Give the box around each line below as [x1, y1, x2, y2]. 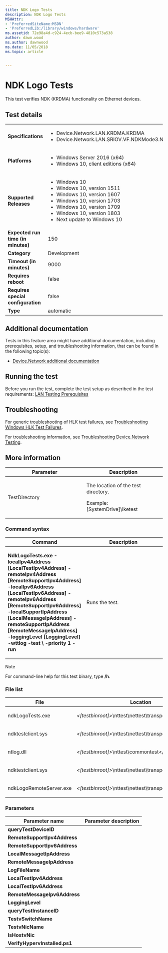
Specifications [7, 133, 43, 140]
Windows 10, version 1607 [56, 191, 121, 198]
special [7, 293, 25, 300]
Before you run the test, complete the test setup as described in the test [5, 386, 153, 392]
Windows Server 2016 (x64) [56, 154, 124, 161]
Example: [86, 499, 108, 506]
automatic [47, 307, 71, 314]
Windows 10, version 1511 [56, 185, 121, 192]
